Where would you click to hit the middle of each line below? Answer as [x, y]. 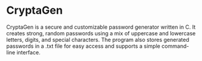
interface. [28, 52]
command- [175, 46]
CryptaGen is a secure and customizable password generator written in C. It [101, 27]
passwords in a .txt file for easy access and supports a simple [83, 46]
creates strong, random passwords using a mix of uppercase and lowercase [101, 33]
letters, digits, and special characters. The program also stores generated [98, 39]
